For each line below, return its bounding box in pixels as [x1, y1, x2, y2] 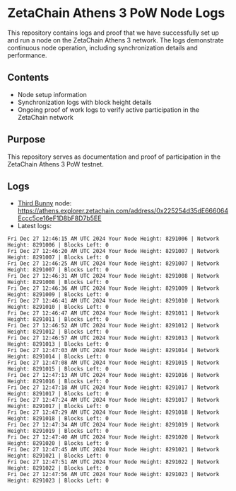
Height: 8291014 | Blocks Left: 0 [7, 353, 110, 361]
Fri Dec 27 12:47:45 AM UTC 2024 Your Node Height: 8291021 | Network [7, 446, 220, 453]
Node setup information [17, 90, 87, 98]
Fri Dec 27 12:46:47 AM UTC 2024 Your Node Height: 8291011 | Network [7, 310, 220, 317]
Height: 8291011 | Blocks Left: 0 [7, 316, 110, 323]
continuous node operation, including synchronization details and [7, 43, 198, 52]
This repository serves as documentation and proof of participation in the [7, 152, 221, 161]
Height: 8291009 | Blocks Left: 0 [7, 291, 110, 298]
